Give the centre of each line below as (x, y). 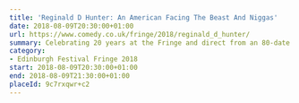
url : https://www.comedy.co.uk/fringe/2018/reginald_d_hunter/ (130, 34)
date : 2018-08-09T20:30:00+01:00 (72, 26)
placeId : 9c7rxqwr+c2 (50, 84)
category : (28, 51)
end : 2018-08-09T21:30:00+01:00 (69, 76)
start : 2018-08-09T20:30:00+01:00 (74, 68)
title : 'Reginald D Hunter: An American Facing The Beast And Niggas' (144, 17)
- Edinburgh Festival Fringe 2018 (74, 59)
